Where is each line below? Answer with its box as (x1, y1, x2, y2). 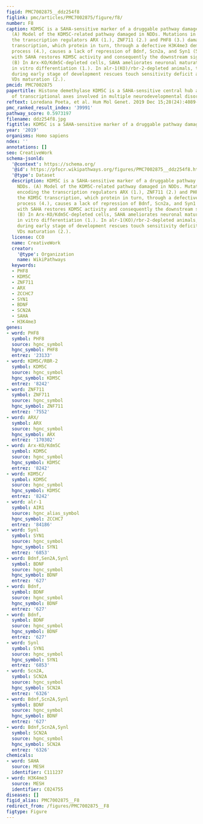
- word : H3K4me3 (6, 775, 47, 781)
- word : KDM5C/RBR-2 (6, 358, 59, 364)
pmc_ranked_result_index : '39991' (6, 104, 94, 111)
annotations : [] (6, 144, 47, 150)
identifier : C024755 (11, 786, 63, 792)
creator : (11, 245, 34, 251)
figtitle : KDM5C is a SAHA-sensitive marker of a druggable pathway (6, 122, 182, 128)
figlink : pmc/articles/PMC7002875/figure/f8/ (6, 15, 123, 21)
